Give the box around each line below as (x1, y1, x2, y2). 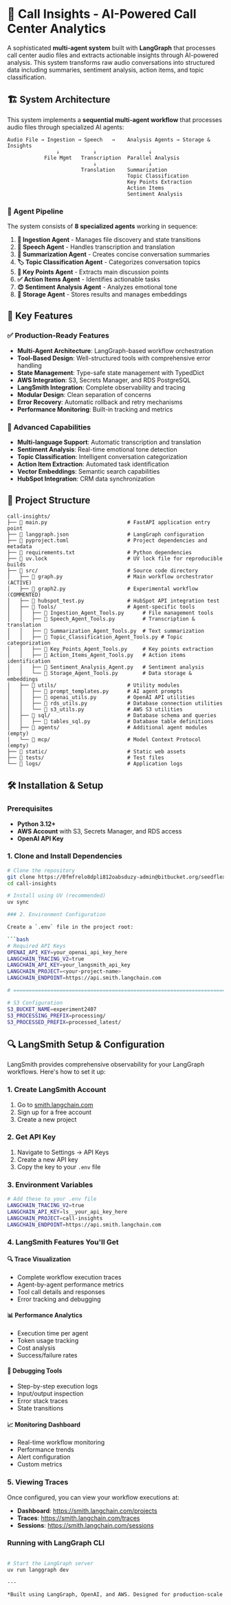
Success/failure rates (16, 1351, 78, 1359)
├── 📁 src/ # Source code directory (7, 567, 198, 574)
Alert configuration (16, 1453, 71, 1461)
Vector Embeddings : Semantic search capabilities (16, 467, 160, 476)
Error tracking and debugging (16, 1295, 101, 1303)
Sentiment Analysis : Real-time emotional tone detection (16, 445, 177, 454)
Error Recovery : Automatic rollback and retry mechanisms (16, 398, 184, 406)
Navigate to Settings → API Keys (16, 1148, 109, 1156)
